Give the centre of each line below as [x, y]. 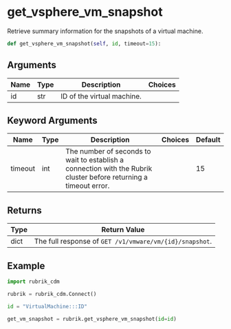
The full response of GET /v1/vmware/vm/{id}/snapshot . [123, 242]
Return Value [123, 230]
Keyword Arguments [52, 121]
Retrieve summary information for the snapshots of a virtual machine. [105, 31]
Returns [25, 210]
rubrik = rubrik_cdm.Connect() [52, 294]
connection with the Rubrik [109, 169]
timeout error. [87, 186]
